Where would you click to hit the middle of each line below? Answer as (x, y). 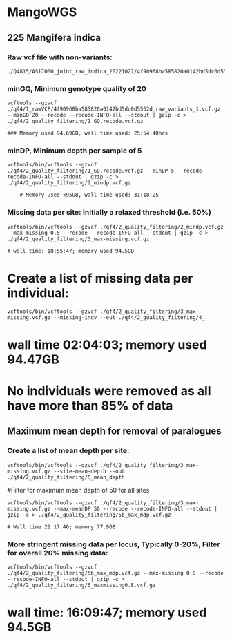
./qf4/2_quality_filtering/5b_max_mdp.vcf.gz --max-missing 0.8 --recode (116, 573)
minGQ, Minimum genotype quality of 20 (77, 88)
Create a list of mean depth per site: (68, 451)
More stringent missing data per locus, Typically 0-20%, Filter (114, 544)
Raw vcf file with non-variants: (60, 57)
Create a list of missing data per (100, 278)
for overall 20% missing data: (58, 553)
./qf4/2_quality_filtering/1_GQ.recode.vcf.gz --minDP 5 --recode (105, 171)
